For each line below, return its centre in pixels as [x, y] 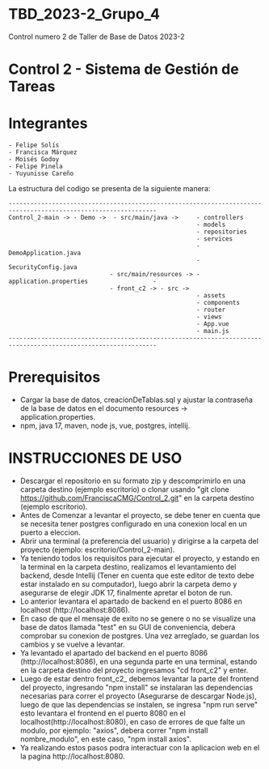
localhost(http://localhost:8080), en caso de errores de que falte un [132, 721]
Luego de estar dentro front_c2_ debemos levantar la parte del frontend [139, 678]
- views [209, 317]
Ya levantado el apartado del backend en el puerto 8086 [114, 652]
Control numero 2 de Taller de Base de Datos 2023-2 [97, 36]
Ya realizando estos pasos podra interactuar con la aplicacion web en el [140, 747]
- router [211, 310]
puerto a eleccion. [50, 532]
